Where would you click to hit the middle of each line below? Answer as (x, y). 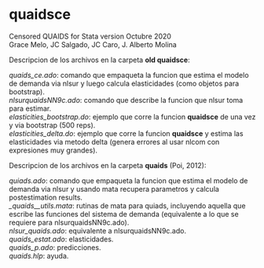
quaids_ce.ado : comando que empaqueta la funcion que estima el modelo (129, 75)
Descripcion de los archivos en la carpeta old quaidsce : (100, 60)
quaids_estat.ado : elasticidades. (61, 239)
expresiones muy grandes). (53, 150)
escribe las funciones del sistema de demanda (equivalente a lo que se (124, 214)
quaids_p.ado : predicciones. (55, 247)
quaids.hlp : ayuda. (39, 255)
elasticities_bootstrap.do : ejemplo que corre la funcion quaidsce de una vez (132, 116)
